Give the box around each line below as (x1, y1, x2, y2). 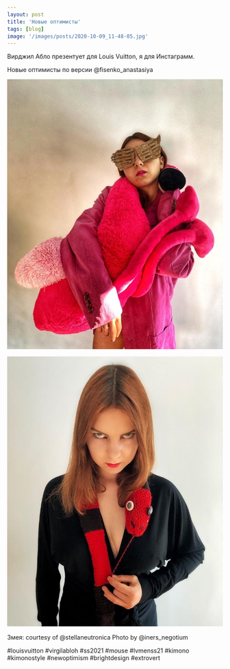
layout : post (7, 11, 44, 18)
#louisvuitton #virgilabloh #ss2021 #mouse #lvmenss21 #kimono (7, 646, 190, 655)
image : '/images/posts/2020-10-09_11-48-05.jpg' (7, 33, 149, 40)
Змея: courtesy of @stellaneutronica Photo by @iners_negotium (7, 633, 188, 642)
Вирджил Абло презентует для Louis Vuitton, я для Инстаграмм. (7, 52, 195, 61)
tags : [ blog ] (7, 25, 44, 32)
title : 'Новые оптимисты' (7, 18, 81, 25)
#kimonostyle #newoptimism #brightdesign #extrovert (7, 654, 161, 662)
